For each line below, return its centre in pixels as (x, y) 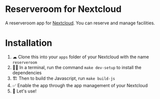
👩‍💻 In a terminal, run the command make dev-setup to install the (77, 67)
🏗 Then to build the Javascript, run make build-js (64, 78)
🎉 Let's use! (24, 91)
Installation (29, 43)
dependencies (27, 73)
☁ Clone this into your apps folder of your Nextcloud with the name (81, 57)
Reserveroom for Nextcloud (63, 9)
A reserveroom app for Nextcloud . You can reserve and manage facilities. (80, 23)
